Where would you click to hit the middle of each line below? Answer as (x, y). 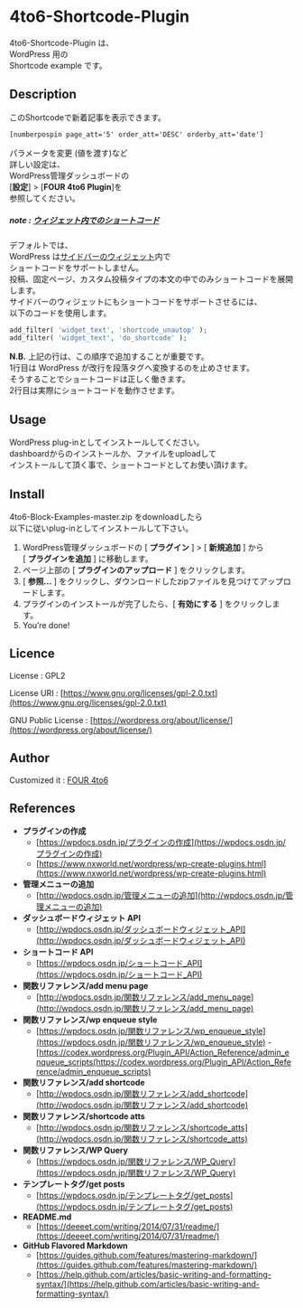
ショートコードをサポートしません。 (77, 268)
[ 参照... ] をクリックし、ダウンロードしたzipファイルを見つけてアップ (153, 581)
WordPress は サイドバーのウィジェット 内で (90, 256)
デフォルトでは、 (41, 245)
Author (29, 758)
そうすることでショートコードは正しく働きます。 (100, 379)
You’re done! (46, 625)
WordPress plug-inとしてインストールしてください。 (107, 442)
